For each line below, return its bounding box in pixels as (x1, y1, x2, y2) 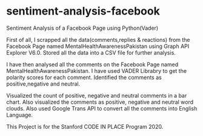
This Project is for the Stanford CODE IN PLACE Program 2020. (6, 123, 164, 130)
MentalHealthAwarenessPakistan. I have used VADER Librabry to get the (6, 67, 187, 74)
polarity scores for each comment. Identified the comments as (6, 73, 162, 81)
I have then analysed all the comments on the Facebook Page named (6, 61, 179, 68)
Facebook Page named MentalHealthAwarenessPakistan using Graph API (6, 42, 190, 50)
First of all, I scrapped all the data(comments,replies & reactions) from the (6, 36, 190, 43)
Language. (6, 111, 33, 118)
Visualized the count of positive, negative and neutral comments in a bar (6, 92, 187, 99)
